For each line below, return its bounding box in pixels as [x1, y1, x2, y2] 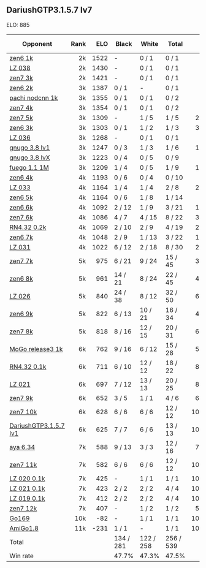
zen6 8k [9, 274, 34, 282]
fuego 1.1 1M [9, 163, 49, 172]
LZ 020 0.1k [9, 474, 45, 483]
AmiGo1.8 [9, 524, 39, 532]
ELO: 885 [6, 21, 30, 28]
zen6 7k [9, 233, 34, 241]
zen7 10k [9, 407, 37, 416]
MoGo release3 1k [9, 344, 63, 353]
